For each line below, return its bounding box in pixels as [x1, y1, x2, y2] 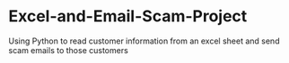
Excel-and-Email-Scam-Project [8, 6, 248, 27]
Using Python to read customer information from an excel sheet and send [8, 35, 280, 46]
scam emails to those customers [8, 44, 129, 55]
